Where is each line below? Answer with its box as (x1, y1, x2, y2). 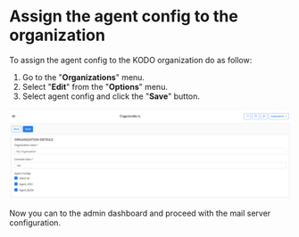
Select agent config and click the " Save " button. (21, 91, 201, 102)
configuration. (9, 217, 61, 228)
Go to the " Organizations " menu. (21, 71, 145, 82)
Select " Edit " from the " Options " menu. (21, 81, 168, 92)
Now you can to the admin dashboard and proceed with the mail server (9, 208, 271, 218)
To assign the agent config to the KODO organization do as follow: (9, 54, 253, 65)
